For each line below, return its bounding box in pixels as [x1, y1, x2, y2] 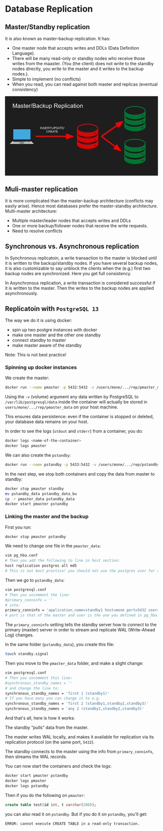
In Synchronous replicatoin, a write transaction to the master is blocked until [5, 255, 157, 261]
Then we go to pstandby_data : [5, 577, 65, 583]
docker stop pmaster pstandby [5, 534, 66, 539]
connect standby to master [12, 337, 66, 343]
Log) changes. [5, 632, 34, 638]
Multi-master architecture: [5, 208, 57, 214]
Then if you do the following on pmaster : [5, 792, 85, 798]
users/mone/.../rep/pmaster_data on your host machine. [5, 404, 118, 410]
